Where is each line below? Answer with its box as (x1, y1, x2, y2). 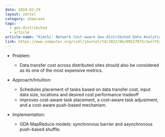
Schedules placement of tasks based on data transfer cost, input (19, 86, 151, 92)
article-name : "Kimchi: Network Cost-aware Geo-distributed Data (5, 35, 141, 40)
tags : (5, 21, 16, 26)
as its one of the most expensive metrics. (19, 67, 103, 73)
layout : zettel (5, 12, 36, 17)
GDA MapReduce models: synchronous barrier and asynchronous (19, 121, 153, 127)
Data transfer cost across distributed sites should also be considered (19, 62, 160, 68)
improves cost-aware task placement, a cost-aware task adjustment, (19, 97, 159, 103)
